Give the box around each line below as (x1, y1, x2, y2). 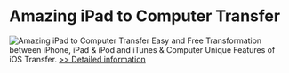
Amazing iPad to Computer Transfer (9, 6, 281, 26)
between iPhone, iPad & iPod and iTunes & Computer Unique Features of (9, 44, 276, 55)
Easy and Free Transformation (150, 35, 262, 46)
